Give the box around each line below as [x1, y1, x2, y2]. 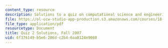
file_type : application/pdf [5, 21, 64, 26]
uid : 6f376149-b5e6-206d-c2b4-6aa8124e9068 [5, 35, 97, 40]
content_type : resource [5, 7, 55, 12]
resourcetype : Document [5, 26, 55, 31]
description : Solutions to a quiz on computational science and [5, 12, 142, 17]
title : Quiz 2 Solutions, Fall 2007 [5, 30, 81, 35]
